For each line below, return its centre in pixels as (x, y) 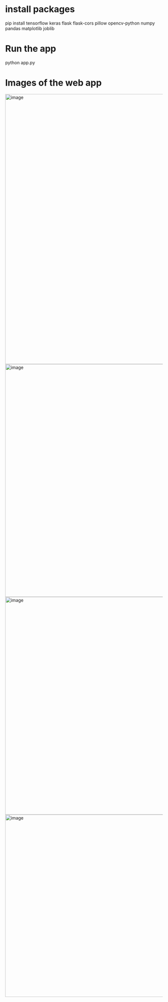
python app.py (20, 62)
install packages (40, 9)
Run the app (31, 49)
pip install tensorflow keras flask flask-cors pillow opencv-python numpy (80, 23)
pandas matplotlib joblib (30, 28)
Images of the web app (53, 83)
